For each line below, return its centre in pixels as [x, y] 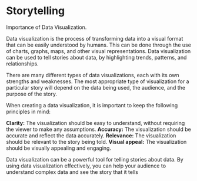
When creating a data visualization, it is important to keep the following [92, 105]
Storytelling [36, 11]
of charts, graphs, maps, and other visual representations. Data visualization [98, 51]
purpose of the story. [32, 94]
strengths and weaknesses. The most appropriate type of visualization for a [98, 81]
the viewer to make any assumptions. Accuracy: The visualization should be [98, 129]
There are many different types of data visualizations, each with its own [93, 75]
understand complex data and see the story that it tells [72, 172]
